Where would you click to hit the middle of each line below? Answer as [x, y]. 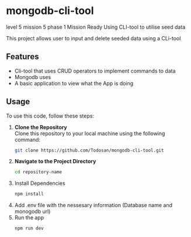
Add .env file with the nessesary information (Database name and [93, 205]
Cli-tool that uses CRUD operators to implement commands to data [95, 71]
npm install [29, 194]
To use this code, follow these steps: [50, 116]
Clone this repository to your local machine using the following [90, 133]
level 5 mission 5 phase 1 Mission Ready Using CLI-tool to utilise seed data [96, 27]
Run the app [29, 218]
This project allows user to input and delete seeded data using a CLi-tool [93, 38]
